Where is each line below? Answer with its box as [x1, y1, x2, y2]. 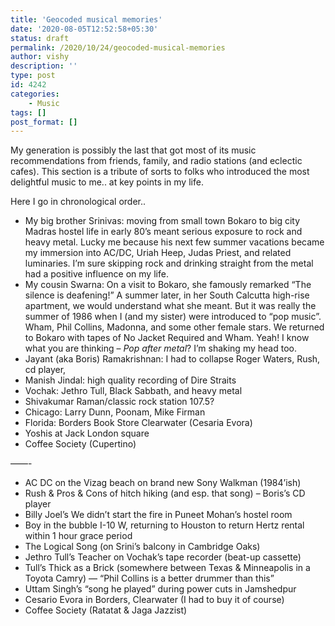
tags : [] [10, 107, 47, 118]
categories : [10, 89, 60, 99]
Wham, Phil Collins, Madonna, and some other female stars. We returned [24, 321, 325, 333]
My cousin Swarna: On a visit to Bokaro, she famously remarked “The [24, 279, 312, 291]
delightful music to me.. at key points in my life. [10, 176, 204, 188]
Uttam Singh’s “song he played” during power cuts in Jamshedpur [24, 583, 297, 595]
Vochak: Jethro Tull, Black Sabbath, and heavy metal [24, 385, 243, 397]
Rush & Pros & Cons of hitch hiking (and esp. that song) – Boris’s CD [24, 487, 306, 500]
